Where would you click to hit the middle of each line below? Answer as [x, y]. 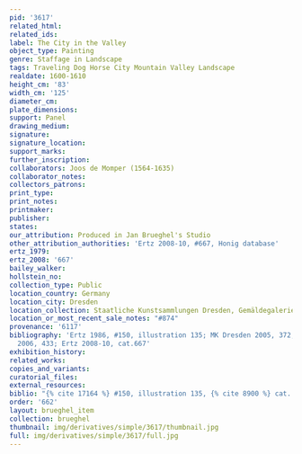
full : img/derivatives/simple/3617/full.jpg [94, 436]
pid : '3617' [31, 18]
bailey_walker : [38, 269]
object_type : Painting [52, 51]
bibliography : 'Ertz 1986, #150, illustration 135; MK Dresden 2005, [142, 335]
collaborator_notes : [48, 176]
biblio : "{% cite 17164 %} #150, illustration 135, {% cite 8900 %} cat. [151, 394]
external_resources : [48, 386]
